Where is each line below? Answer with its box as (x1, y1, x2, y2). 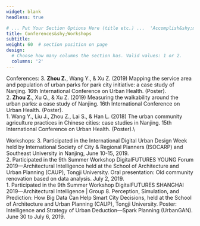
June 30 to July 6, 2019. (6, 213, 65, 220)
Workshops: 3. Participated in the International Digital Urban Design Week (6, 137, 187, 144)
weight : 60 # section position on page (6, 42, 108, 48)
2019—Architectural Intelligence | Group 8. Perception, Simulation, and (6, 187, 180, 194)
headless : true (6, 14, 44, 20)
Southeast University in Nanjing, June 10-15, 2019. (6, 150, 129, 157)
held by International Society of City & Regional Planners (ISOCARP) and (6, 143, 183, 150)
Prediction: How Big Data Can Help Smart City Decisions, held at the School (6, 194, 192, 201)
